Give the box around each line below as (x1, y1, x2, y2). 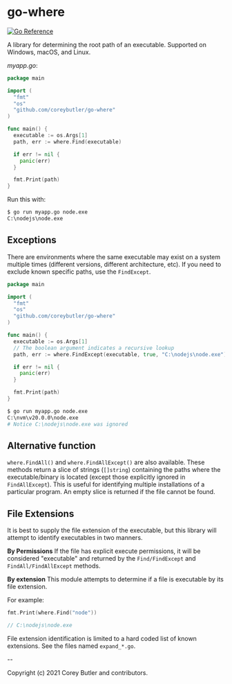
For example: (7, 596, 45, 604)
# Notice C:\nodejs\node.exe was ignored (7, 421, 128, 428)
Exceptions (7, 234, 57, 246)
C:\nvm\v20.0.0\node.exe (7, 414, 79, 421)
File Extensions (7, 507, 75, 520)
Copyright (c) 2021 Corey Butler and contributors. (7, 668, 148, 676)
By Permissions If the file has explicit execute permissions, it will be (7, 547, 201, 555)
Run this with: (7, 195, 46, 204)
